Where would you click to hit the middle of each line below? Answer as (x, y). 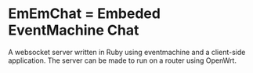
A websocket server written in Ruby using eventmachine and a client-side (127, 52)
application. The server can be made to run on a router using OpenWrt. (123, 60)
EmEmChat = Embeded (84, 14)
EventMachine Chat (74, 30)
